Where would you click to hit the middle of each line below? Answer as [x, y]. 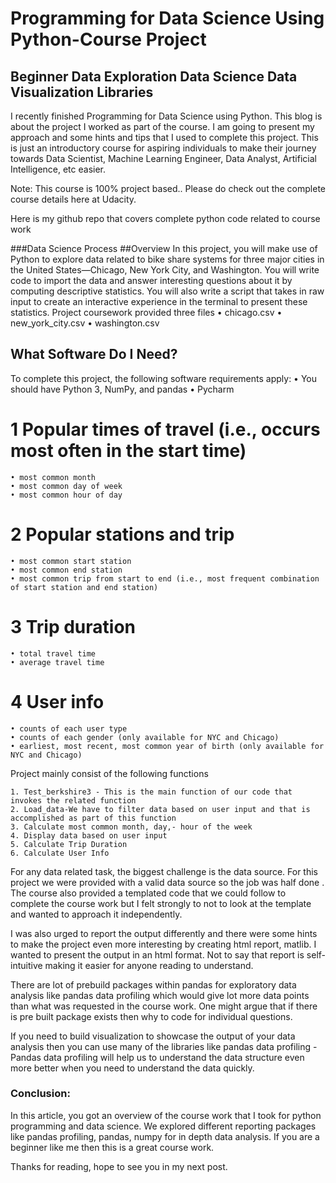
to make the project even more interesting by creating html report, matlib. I [163, 944]
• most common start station [71, 561]
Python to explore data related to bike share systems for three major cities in [167, 259]
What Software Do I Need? [94, 354]
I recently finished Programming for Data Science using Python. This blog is [166, 116]
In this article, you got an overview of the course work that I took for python [166, 1115]
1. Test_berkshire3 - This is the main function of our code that [151, 792]
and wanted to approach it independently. [96, 914]
